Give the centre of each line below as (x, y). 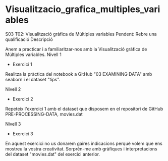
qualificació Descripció (29, 39)
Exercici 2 (23, 99)
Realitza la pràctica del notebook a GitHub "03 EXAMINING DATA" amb (79, 74)
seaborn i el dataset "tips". (33, 79)
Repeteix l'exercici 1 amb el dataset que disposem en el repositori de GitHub (84, 109)
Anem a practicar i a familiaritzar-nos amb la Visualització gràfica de (76, 49)
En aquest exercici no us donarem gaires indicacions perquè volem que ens (84, 143)
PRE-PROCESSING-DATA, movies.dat (44, 114)
